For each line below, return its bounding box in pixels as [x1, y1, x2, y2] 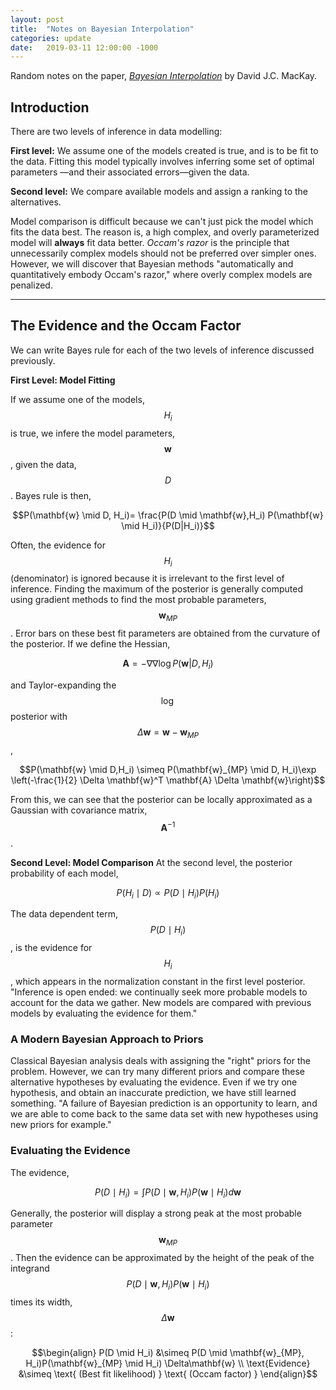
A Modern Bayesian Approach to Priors [10, 1032, 204, 1046]
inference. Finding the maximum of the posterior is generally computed [10, 583, 303, 595]
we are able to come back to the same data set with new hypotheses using [10, 1108, 319, 1120]
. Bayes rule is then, [10, 489, 92, 501]
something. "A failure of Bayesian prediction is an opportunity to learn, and [10, 1097, 318, 1110]
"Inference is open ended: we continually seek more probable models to [10, 986, 308, 998]
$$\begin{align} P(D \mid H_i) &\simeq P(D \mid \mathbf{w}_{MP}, [31, 1346, 305, 1358]
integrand [10, 1262, 50, 1275]
